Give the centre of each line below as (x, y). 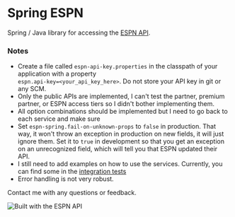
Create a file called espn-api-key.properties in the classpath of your (117, 66)
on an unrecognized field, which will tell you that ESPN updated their (117, 149)
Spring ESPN (45, 13)
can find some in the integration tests (72, 172)
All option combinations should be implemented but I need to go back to (122, 112)
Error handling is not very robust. (66, 179)
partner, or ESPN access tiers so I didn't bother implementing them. (116, 104)
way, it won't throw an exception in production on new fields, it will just (121, 134)
